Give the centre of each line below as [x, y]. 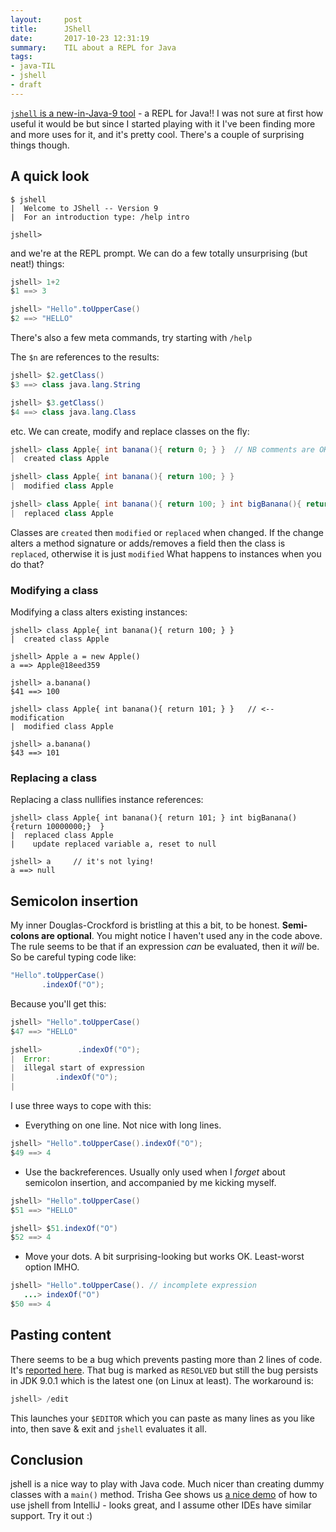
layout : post [46, 19]
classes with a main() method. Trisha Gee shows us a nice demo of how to [164, 1495]
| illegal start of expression [77, 1068]
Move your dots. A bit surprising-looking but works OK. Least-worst [164, 1257]
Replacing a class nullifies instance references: [107, 800]
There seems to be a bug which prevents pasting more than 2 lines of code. [166, 1359]
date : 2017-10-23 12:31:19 [80, 38]
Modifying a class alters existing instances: [99, 612]
